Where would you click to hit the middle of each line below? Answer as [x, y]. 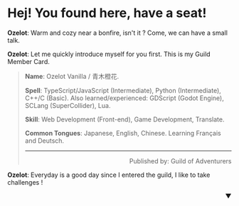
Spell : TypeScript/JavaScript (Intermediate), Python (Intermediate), [123, 90]
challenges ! [25, 182]
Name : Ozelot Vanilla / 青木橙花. [72, 76]
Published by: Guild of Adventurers [180, 161]
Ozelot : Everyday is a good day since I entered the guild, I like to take [109, 175]
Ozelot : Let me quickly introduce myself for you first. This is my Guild [109, 54]
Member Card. [28, 61]
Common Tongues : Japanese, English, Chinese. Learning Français [123, 133]
